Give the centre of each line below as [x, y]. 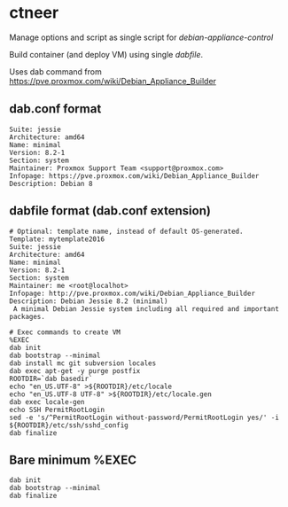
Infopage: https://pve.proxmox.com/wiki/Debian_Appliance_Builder [134, 175]
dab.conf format [55, 109]
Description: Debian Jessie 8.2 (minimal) [89, 301]
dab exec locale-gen [47, 402]
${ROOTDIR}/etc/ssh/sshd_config [69, 425]
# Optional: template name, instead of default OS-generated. [126, 231]
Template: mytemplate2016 [57, 239]
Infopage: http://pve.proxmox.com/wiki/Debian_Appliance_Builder [132, 293]
